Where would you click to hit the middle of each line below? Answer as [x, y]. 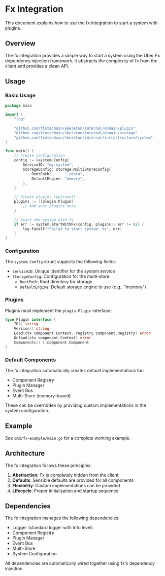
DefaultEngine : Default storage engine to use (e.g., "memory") [83, 287]
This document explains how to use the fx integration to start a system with [82, 23]
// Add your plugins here [49, 206]
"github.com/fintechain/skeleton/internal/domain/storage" [76, 133]
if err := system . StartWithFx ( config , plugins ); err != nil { [79, 225]
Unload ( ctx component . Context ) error [53, 338]
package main [18, 106]
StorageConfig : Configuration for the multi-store [61, 276]
